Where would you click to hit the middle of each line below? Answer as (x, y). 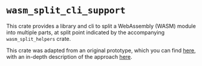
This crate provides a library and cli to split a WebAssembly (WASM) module (101, 26)
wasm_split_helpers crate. (39, 38)
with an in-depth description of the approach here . (69, 56)
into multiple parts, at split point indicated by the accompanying (86, 32)
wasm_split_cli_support (66, 10)
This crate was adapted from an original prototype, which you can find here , (101, 50)
